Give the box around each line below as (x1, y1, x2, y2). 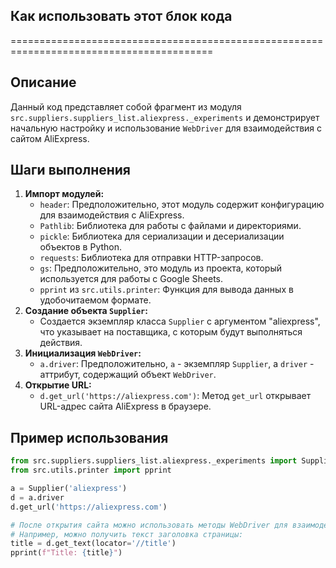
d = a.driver (10, 492, 65, 503)
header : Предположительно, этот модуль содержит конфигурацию (39, 199, 325, 211)
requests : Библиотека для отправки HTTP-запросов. (39, 252, 264, 264)
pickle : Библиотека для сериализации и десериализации (39, 230, 285, 243)
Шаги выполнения (10, 162, 131, 179)
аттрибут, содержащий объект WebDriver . (39, 369, 217, 381)
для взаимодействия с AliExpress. (39, 209, 185, 221)
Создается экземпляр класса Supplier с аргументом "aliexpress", (39, 315, 321, 328)
